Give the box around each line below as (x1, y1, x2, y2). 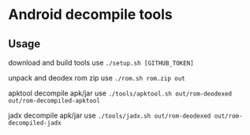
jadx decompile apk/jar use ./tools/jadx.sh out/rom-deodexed (8, 111, 211, 120)
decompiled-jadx (8, 119, 62, 127)
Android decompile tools (8, 6, 174, 24)
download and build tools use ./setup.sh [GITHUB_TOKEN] (8, 58, 195, 67)
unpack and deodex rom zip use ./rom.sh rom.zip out (8, 73, 185, 82)
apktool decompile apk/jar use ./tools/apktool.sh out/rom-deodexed (8, 88, 233, 98)
